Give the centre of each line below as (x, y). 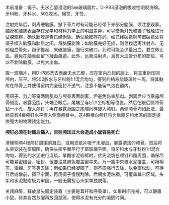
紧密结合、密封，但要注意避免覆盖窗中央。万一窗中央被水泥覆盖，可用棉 (89, 162)
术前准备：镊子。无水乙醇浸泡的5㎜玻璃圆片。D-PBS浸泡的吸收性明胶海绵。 (84, 7)
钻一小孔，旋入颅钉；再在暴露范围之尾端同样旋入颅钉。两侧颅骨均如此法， (82, 109)
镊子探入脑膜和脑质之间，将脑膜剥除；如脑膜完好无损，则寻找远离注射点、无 (84, 43)
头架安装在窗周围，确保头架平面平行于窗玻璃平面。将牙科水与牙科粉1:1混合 (82, 149)
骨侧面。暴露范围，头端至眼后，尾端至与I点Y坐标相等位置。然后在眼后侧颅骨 (84, 102)
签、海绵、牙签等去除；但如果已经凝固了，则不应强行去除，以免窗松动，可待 (84, 168)
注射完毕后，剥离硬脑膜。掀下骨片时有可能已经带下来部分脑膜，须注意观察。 (84, 24)
